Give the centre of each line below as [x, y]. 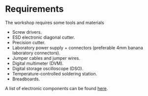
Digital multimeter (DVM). [38, 63]
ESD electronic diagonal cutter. [44, 37]
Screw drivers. [27, 32]
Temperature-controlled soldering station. [55, 73]
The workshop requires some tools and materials [55, 23]
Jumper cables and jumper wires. [46, 58]
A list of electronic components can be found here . [57, 88]
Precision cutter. [29, 42]
